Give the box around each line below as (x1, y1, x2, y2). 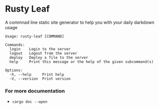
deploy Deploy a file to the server (9, 55, 89, 60)
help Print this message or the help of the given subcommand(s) (9, 59, 154, 64)
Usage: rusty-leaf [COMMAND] (5, 34, 64, 39)
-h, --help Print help (9, 72, 64, 77)
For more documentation (5, 87, 65, 94)
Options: (5, 68, 23, 73)
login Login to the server (9, 47, 71, 51)
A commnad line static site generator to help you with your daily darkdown (5, 19, 155, 25)
